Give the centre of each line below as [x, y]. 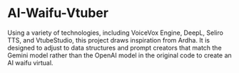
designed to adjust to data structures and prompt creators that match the [115, 47]
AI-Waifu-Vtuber [58, 13]
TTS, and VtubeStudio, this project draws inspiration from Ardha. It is [109, 40]
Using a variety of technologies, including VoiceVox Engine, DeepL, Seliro [115, 33]
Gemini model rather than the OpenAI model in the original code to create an [119, 55]
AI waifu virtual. [30, 62]
